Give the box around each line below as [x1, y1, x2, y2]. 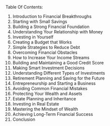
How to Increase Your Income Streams [12, 55, 90, 60]
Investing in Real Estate [12, 101, 60, 107]
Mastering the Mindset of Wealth [12, 106, 79, 112]
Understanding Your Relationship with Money [12, 29, 103, 34]
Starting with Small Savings [12, 19, 67, 24]
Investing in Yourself [12, 34, 54, 40]
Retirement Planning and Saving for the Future [12, 75, 105, 81]
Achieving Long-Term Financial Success [12, 111, 94, 117]
